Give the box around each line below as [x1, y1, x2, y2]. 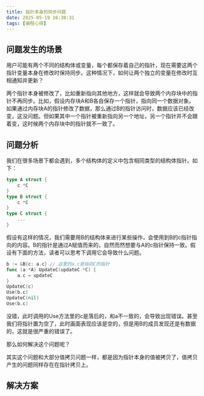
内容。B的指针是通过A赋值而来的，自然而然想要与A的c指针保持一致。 [16, 241, 191, 248]
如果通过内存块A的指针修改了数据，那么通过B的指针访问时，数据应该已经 [6, 105, 189, 113]
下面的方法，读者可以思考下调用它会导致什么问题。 [16, 249, 144, 256]
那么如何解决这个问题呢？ [6, 340, 70, 347]
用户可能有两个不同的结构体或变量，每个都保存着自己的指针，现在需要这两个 [6, 61, 198, 69]
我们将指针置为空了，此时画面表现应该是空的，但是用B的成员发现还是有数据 [6, 320, 196, 327]
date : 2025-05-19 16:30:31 [6, 15, 75, 21]
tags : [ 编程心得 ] [6, 20, 47, 26]
